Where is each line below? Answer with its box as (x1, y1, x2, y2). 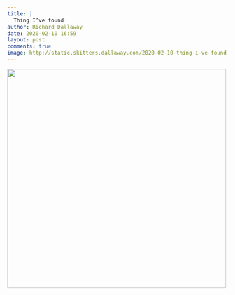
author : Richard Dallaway (7, 23, 83, 30)
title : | (7, 10, 33, 18)
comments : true (7, 43, 52, 50)
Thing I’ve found (13, 17, 64, 24)
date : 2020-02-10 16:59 (7, 29, 77, 37)
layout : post (7, 36, 45, 43)
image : (7, 50, 27, 57)
